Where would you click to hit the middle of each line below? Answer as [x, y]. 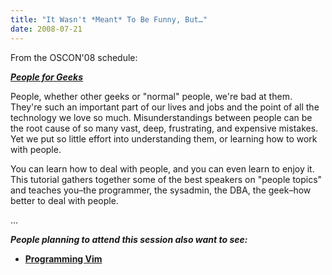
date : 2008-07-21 [46, 29]
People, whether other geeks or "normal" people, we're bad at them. [151, 96]
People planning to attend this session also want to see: [129, 239]
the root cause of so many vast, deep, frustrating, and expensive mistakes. [164, 128]
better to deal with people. [64, 200]
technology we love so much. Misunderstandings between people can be [161, 117]
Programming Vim [63, 258]
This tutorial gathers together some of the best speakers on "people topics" [166, 179]
